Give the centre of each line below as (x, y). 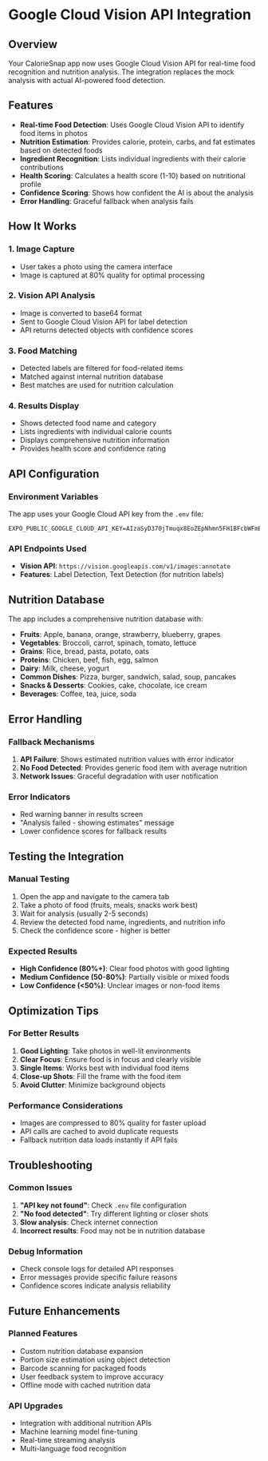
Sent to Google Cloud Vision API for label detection (104, 321)
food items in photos (53, 133)
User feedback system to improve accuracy (92, 1376)
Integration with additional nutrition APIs (85, 1423)
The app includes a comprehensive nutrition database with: (106, 619)
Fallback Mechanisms (51, 742)
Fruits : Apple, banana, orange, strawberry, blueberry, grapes (120, 635)
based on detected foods (61, 150)
